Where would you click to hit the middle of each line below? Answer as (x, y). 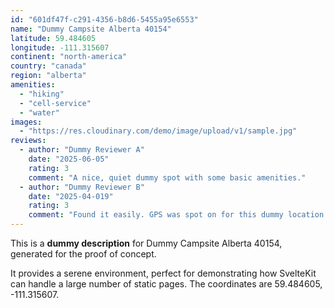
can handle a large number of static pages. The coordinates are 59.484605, (166, 284)
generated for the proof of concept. (83, 254)
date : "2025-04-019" (71, 196)
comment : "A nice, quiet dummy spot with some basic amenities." (167, 177)
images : (26, 122)
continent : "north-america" (69, 57)
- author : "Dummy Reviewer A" (82, 150)
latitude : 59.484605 (53, 38)
